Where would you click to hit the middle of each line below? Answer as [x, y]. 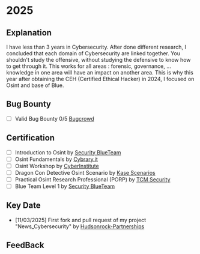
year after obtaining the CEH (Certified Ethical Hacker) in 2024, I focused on [100, 79]
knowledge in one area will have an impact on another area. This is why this [100, 72]
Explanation [29, 33]
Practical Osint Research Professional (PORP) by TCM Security [92, 179]
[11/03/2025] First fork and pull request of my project [80, 220]
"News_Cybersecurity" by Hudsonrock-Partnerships [80, 226]
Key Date [23, 206]
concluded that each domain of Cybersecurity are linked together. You [93, 53]
